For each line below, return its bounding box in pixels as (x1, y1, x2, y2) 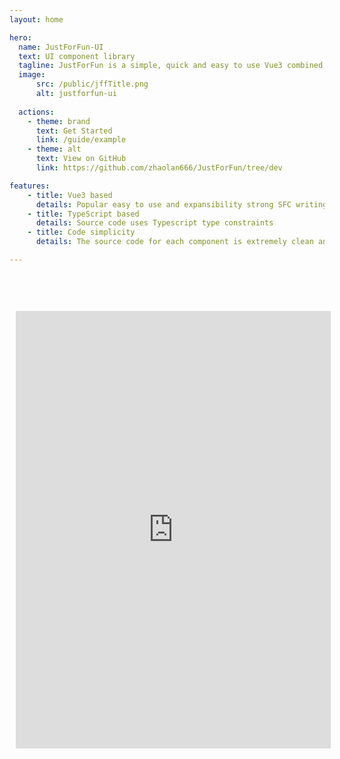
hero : (9, 32, 32, 43)
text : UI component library (18, 51, 136, 61)
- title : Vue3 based (27, 190, 113, 200)
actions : (18, 107, 55, 117)
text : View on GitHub (35, 154, 127, 164)
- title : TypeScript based (27, 209, 140, 219)
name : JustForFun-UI (18, 42, 104, 52)
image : (18, 70, 46, 80)
